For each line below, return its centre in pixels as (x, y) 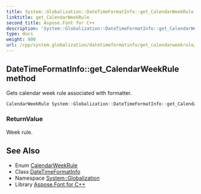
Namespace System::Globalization (57, 178)
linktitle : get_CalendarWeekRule (48, 17)
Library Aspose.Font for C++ (50, 184)
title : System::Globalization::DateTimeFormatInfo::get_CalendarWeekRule (100, 12)
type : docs (20, 34)
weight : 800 (21, 39)
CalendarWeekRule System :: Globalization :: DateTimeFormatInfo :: (87, 104)
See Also (23, 151)
